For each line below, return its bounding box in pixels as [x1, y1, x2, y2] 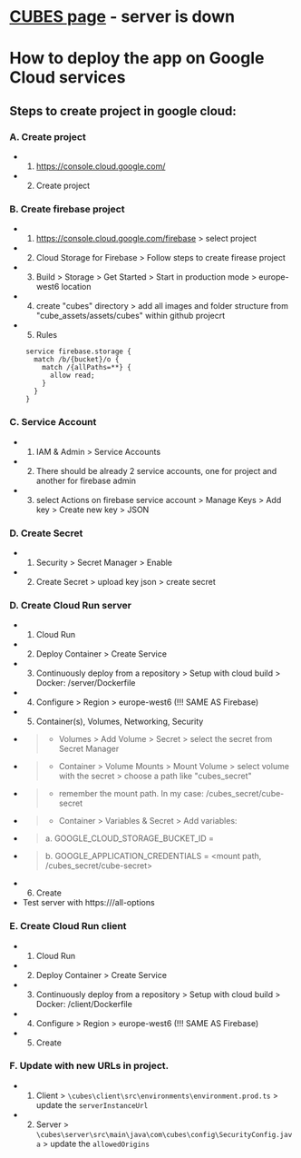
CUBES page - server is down [9, 6, 236, 27]
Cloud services [9, 67, 126, 88]
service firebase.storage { [25, 347, 131, 356]
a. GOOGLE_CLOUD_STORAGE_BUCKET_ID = [44, 833, 215, 844]
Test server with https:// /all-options [22, 897, 156, 908]
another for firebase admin [35, 475, 136, 486]
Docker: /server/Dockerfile [35, 678, 136, 688]
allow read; [49, 371, 95, 381]
